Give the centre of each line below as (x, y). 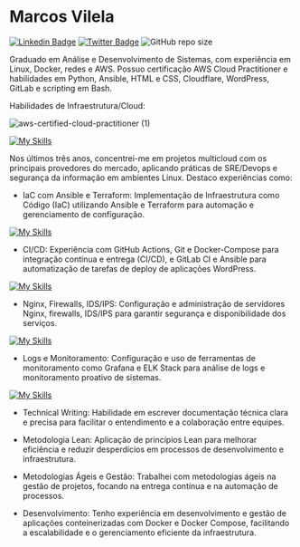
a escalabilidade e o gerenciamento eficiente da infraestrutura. (139, 533)
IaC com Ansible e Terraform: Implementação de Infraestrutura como (151, 195)
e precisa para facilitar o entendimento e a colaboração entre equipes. (153, 422)
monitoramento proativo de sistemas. (92, 377)
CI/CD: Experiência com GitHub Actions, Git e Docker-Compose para (150, 249)
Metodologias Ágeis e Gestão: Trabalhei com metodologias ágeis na (149, 476)
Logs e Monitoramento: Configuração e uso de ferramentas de (139, 358)
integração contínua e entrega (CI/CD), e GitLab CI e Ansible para (144, 259)
